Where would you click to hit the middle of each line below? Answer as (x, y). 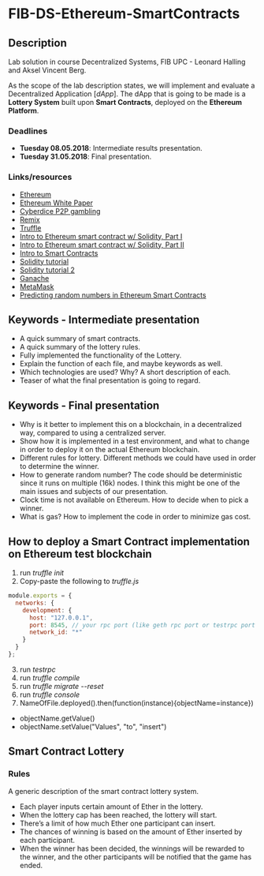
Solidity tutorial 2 (47, 270)
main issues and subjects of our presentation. (93, 492)
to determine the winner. (59, 466)
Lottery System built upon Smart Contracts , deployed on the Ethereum (125, 102)
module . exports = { (40, 596)
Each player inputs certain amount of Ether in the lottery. (111, 807)
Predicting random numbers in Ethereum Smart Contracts (113, 295)
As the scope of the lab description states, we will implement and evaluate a (132, 85)
